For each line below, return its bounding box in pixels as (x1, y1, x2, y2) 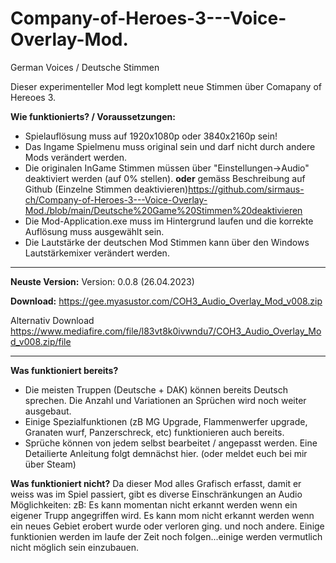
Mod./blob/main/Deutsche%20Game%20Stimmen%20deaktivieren (24, 204, 303, 216)
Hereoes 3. (10, 91, 57, 103)
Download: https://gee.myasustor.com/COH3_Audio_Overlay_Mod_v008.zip (10, 295, 323, 307)
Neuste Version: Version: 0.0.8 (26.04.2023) (10, 275, 195, 287)
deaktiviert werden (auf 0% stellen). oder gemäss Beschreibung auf (24, 172, 306, 184)
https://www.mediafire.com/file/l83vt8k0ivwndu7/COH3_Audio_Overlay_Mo (10, 325, 322, 337)
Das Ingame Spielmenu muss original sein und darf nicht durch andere (24, 140, 316, 152)
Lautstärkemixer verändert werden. (24, 247, 170, 259)
